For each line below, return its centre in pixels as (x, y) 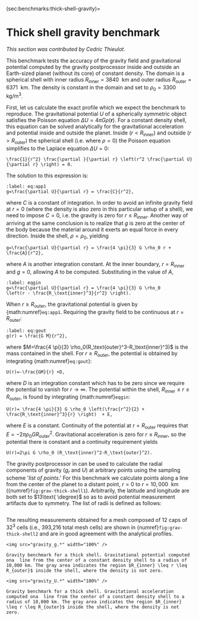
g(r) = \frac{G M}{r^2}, (37, 336)
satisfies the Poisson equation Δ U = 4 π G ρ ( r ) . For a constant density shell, (97, 120)
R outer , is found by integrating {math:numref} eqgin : (68, 398)
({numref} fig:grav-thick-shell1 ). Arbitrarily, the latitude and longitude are (98, 491)
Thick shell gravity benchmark (83, 33)
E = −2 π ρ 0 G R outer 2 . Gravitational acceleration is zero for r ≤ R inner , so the (96, 434)
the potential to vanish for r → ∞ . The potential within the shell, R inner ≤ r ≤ (98, 390)
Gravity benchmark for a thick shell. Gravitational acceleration (90, 591)
